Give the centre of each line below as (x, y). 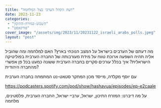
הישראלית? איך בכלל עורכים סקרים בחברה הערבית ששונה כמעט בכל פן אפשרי (78, 62)
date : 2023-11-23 (23, 14)
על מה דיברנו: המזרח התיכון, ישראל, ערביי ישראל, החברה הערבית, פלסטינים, (76, 95)
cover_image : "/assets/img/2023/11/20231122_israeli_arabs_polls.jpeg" (80, 33)
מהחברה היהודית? (22, 67)
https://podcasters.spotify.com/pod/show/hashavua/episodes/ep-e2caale (81, 86)
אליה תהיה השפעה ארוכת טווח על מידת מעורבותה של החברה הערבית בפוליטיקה (80, 56)
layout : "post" (21, 37)
